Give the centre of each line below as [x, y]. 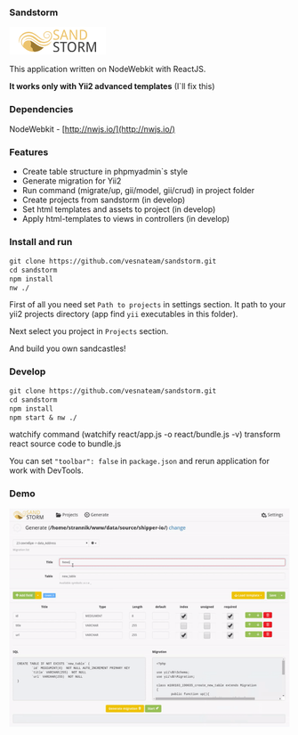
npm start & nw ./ [43, 418]
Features [29, 151]
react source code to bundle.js [65, 444]
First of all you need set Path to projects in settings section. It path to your [148, 305]
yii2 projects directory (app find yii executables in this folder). [124, 314]
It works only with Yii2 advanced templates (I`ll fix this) [112, 86]
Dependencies [41, 110]
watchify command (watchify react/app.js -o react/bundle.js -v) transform [145, 435]
